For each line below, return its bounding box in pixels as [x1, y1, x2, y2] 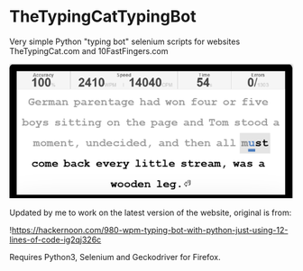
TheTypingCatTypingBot [9, 6, 197, 27]
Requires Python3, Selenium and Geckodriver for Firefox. [9, 252, 221, 263]
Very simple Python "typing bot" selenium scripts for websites [9, 36, 241, 47]
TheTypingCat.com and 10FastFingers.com [9, 45, 169, 56]
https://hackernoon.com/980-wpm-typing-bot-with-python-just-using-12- [12, 225, 289, 236]
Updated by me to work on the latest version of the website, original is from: [9, 207, 292, 218]
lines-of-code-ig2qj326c [9, 234, 102, 245]
